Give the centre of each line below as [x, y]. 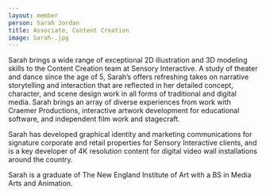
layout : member [33, 15]
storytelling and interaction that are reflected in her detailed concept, [121, 86]
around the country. [40, 160]
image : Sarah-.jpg [39, 38]
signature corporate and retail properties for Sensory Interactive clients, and [133, 143]
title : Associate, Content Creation [69, 30]
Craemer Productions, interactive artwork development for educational [124, 111]
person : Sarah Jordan [44, 23]
